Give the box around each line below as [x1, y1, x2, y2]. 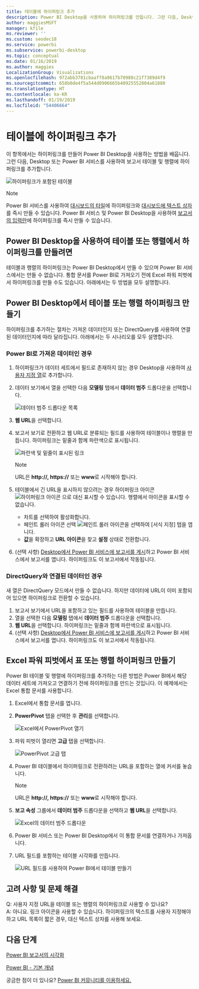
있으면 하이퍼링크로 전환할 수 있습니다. [12, 594, 101, 601]
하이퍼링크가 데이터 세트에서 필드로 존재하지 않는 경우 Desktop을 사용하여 [14, 364, 185, 371]
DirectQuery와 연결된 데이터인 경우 [6, 572, 102, 580]
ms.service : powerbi [6, 42, 57, 48]
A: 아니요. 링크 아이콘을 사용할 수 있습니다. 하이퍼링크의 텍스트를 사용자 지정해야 [6, 908, 191, 915]
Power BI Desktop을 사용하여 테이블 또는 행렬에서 [6, 236, 181, 246]
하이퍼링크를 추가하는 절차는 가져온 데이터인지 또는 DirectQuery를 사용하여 [6, 326, 179, 333]
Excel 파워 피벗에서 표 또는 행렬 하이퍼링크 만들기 [6, 656, 176, 666]
